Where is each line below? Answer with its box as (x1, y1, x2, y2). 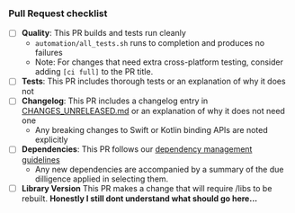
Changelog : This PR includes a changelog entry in (21, 95, 209, 106)
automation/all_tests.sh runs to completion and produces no (34, 38, 265, 49)
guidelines (21, 154, 60, 164)
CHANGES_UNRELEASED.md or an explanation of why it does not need (21, 106, 285, 117)
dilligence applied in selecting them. (34, 173, 169, 184)
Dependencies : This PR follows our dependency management (21, 144, 253, 155)
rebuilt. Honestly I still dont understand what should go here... (21, 192, 258, 204)
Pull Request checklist (8, 7, 108, 20)
